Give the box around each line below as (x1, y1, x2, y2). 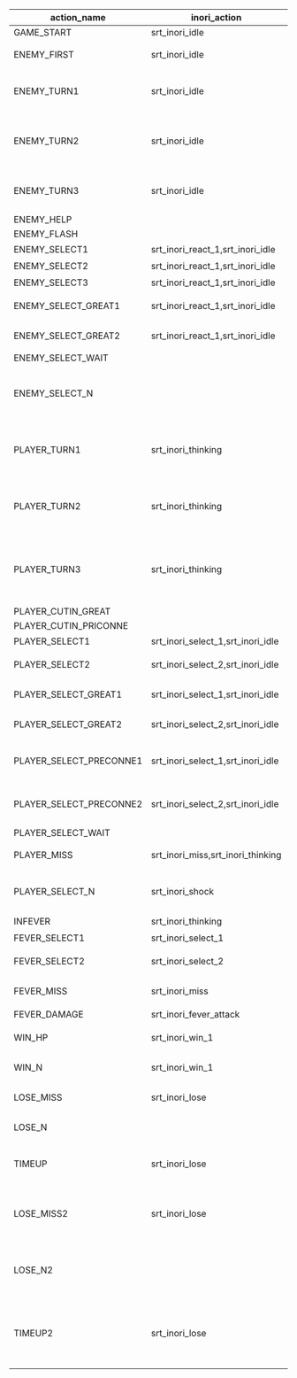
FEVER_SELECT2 (13, 956, 86, 967)
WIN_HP (13, 1032, 49, 1043)
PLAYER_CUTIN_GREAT (13, 606, 111, 617)
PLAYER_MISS (13, 849, 73, 861)
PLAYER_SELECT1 (13, 635, 91, 647)
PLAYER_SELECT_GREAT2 (13, 718, 122, 730)
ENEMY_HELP (13, 213, 72, 225)
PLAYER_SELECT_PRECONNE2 (13, 798, 143, 809)
